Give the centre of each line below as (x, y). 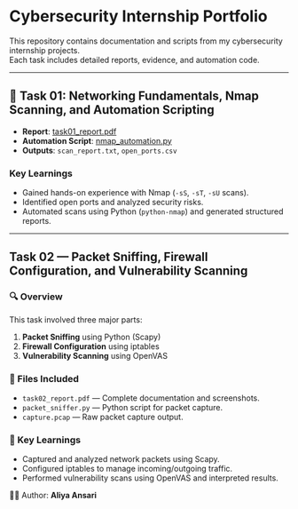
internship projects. (45, 50)
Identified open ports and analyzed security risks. (113, 203)
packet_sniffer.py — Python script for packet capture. (122, 408)
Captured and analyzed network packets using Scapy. (121, 459)
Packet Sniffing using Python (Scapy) (91, 337)
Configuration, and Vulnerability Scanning (129, 271)
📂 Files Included (44, 378)
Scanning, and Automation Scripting (112, 110)
